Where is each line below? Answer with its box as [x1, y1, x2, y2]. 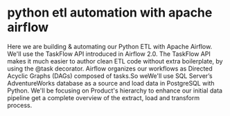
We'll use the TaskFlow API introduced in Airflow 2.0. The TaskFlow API [7, 50, 211, 58]
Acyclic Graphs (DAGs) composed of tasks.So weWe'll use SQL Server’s [7, 71, 213, 80]
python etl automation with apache [7, 5, 213, 21]
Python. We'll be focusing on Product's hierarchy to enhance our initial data [7, 86, 223, 95]
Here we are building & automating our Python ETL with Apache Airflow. [7, 42, 213, 50]
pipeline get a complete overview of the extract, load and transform [7, 93, 200, 101]
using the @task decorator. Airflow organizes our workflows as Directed [7, 64, 213, 72]
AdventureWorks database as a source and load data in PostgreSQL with [7, 79, 215, 87]
